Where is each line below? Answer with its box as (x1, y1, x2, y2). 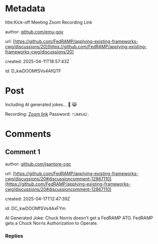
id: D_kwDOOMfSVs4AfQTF (5, 68, 62, 74)
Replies (5, 232, 24, 239)
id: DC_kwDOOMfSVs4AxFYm (5, 205, 66, 211)
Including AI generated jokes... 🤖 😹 (5, 102, 77, 107)
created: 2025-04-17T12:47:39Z (5, 196, 70, 202)
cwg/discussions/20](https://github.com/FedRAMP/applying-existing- (5, 43, 147, 49)
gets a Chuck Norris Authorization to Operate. (5, 220, 98, 226)
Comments (5, 129, 51, 139)
